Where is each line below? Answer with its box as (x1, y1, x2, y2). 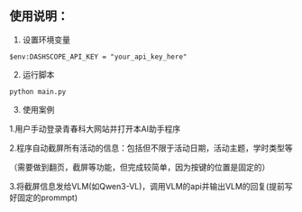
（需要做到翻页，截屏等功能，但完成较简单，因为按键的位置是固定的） (9, 161, 270, 172)
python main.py (9, 87, 67, 97)
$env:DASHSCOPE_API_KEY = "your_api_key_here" (9, 52, 188, 61)
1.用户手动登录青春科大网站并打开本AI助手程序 (9, 123, 181, 134)
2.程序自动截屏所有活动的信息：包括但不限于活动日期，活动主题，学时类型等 (9, 143, 293, 153)
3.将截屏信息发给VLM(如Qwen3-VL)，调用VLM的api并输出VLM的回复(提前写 (9, 180, 293, 191)
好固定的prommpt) (9, 192, 78, 203)
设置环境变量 (22, 34, 70, 45)
